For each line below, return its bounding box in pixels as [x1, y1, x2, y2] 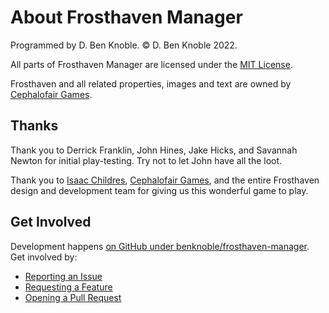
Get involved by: [10, 251, 78, 263]
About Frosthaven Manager [10, 6, 243, 29]
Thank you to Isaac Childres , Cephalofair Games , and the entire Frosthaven [10, 174, 320, 186]
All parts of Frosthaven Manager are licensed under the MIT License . [10, 58, 293, 70]
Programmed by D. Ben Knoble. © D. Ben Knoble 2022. [10, 39, 238, 51]
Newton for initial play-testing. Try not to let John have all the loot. [10, 154, 283, 166]
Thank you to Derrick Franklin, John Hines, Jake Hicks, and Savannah [10, 144, 298, 156]
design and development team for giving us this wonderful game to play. [10, 184, 309, 196]
